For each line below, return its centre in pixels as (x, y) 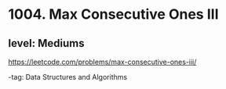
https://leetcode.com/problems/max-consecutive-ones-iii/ (102, 62)
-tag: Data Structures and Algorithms (68, 77)
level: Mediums (46, 43)
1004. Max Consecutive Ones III (113, 14)
